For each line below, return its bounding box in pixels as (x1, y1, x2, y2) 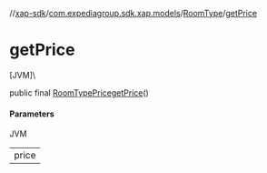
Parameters (9, 108, 54, 119)
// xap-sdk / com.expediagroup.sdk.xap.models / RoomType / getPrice (9, 8, 257, 18)
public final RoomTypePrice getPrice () (9, 86, 150, 98)
